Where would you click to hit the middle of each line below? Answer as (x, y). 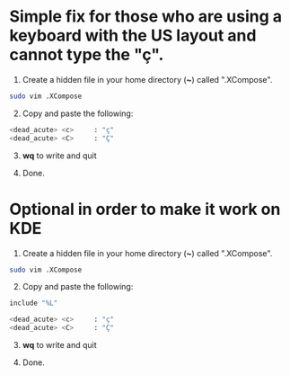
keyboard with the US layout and (133, 36)
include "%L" (34, 303)
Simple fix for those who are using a (146, 17)
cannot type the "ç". (87, 55)
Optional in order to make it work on (145, 209)
